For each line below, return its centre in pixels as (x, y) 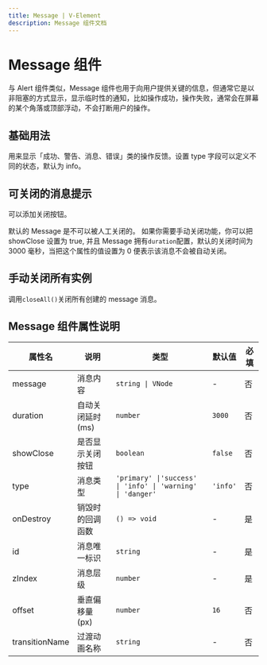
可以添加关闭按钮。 (40, 215)
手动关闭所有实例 (50, 278)
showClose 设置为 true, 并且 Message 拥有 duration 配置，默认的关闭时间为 (131, 241)
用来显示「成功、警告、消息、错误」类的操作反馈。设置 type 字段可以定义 (129, 157)
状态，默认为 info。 (54, 166)
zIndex (25, 578)
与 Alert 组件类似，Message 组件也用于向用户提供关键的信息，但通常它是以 (132, 88)
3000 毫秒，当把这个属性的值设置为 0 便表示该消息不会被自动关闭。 (120, 251)
